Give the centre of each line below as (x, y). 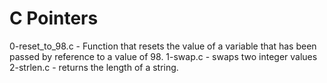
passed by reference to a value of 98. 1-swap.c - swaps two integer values (163, 56)
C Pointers (54, 18)
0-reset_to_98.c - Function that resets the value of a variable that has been (163, 46)
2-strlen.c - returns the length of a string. (94, 67)
